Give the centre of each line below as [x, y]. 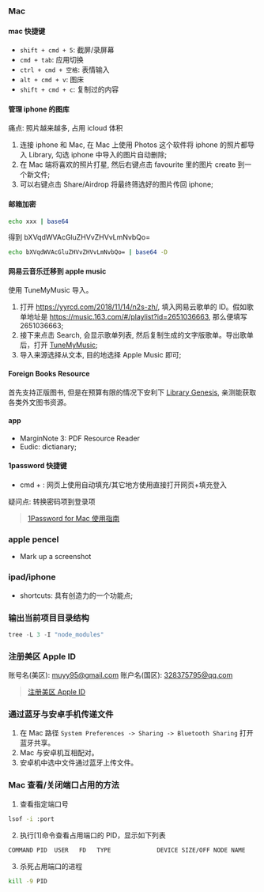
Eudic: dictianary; [48, 446]
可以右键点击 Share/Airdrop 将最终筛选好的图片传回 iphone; [116, 184]
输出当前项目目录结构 [49, 618]
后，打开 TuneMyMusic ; [59, 345]
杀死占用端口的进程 [51, 866]
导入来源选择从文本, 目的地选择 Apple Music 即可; [100, 355]
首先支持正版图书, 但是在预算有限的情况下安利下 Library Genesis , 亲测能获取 [132, 392]
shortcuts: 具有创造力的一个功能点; [76, 595]
